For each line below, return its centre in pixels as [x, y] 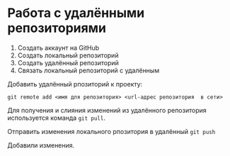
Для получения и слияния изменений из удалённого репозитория [107, 110]
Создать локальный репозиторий [68, 55]
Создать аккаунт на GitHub [58, 48]
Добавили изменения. [41, 145]
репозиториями [57, 28]
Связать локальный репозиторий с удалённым [88, 70]
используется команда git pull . [57, 118]
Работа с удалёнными [76, 13]
